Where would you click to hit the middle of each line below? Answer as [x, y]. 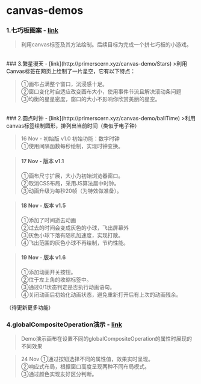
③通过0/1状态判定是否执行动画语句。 [68, 287]
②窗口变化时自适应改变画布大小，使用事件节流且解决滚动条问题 [101, 91]
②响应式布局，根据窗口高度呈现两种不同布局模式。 [85, 367]
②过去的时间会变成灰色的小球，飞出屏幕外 [75, 228]
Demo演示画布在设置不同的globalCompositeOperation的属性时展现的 [107, 339]
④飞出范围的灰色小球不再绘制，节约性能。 [75, 243]
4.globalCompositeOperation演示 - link [64, 324]
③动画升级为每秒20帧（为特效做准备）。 [71, 191]
